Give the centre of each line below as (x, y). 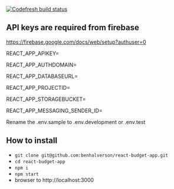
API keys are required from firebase (73, 27)
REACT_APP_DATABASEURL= (42, 76)
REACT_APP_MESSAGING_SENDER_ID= (55, 110)
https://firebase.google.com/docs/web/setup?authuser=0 (76, 42)
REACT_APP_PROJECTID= (38, 87)
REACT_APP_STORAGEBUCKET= (46, 99)
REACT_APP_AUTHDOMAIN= (42, 64)
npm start (27, 174)
